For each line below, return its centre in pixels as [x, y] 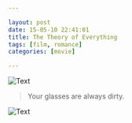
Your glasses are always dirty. [76, 96]
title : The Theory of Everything [63, 37]
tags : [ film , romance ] [45, 44]
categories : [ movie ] [42, 52]
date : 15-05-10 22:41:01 [49, 30]
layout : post [29, 22]
